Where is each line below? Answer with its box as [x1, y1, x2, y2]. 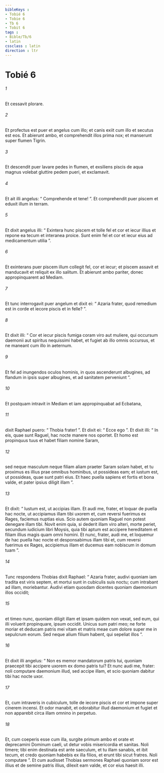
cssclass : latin [5, 44, 41, 48]
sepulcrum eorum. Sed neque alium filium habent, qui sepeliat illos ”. [5, 631, 143, 637]
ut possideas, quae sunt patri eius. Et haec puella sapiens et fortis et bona [5, 474, 154, 480]
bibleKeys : [5, 7, 29, 12]
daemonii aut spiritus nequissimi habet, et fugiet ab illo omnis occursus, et [5, 337, 155, 343]
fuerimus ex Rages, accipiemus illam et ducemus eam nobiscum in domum [5, 542, 156, 548]
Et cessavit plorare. [5, 101, 44, 107]
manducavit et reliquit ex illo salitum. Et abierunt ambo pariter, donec [5, 269, 143, 275]
